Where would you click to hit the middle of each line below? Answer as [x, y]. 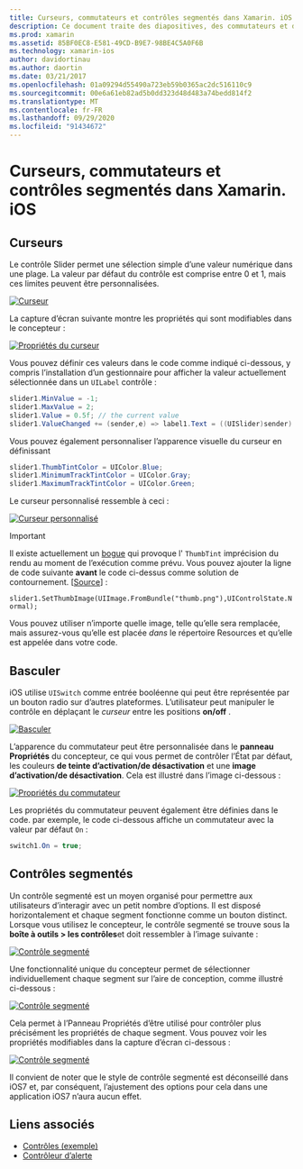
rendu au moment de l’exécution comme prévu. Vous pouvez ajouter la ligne [151, 563]
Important [28, 536]
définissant [30, 451]
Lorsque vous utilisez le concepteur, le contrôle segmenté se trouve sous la [150, 924]
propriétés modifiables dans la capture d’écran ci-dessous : [120, 1042]
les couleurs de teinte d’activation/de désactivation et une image [133, 765]
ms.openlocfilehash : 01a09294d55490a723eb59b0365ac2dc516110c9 [131, 85]
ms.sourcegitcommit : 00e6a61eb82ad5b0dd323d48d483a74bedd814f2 [131, 93]
